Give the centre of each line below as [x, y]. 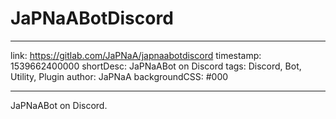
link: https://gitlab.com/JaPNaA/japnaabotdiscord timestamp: [136, 55]
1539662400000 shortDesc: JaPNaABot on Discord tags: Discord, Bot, [156, 66]
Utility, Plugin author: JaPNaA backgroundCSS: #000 [119, 76]
